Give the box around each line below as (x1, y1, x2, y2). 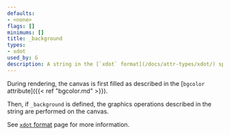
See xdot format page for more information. (7, 120, 130, 128)
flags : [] (7, 22, 36, 29)
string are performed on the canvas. (7, 107, 110, 115)
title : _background (7, 35, 63, 42)
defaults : (7, 10, 36, 17)
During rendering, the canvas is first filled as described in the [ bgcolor (7, 79, 205, 87)
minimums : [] (7, 29, 44, 36)
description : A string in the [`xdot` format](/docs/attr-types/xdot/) (7, 61, 216, 67)
